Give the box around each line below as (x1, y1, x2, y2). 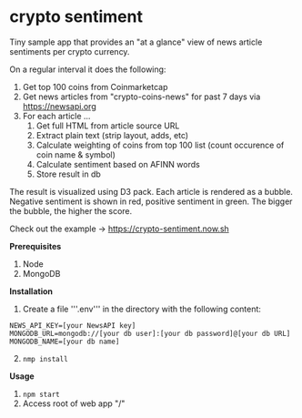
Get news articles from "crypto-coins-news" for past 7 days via (22, 91, 261, 102)
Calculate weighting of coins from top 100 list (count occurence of (35, 139, 285, 150)
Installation (9, 285, 53, 297)
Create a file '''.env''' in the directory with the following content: (22, 303, 262, 314)
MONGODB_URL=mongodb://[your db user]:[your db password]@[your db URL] (9, 329, 291, 338)
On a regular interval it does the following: (9, 64, 166, 75)
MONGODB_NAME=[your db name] (9, 337, 120, 346)
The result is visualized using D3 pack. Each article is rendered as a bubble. (9, 186, 294, 197)
